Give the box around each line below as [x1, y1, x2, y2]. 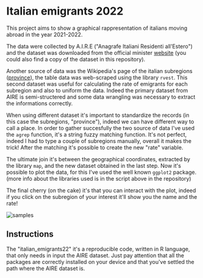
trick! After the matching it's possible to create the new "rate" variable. [6, 144, 183, 151]
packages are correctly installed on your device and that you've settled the [6, 258, 194, 265]
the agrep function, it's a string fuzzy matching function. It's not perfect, [6, 131, 187, 138]
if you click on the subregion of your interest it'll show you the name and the [6, 193, 198, 200]
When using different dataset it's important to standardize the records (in [6, 111, 190, 119]
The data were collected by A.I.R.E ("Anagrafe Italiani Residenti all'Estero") [6, 43, 193, 50]
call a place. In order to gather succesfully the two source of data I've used [6, 124, 195, 131]
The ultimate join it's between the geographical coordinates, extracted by [6, 155, 191, 162]
